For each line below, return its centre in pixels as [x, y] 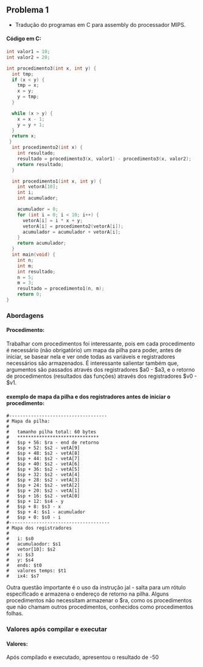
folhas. [15, 613]
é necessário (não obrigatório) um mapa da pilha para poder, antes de [94, 350]
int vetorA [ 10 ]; [38, 187]
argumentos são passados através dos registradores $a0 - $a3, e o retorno [101, 370]
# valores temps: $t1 [36, 571]
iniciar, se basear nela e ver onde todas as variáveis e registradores [91, 357]
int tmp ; [23, 74]
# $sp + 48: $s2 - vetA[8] [43, 453]
